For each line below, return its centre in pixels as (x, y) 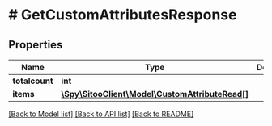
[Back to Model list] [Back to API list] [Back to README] (101, 114)
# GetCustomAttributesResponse (123, 15)
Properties (36, 45)
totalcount (33, 81)
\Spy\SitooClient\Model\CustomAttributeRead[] (155, 94)
